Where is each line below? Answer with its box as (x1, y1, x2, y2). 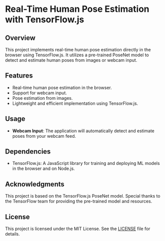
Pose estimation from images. (12, 95, 73, 101)
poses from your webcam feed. (12, 133, 76, 139)
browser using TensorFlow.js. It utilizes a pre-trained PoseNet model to (5, 52, 149, 58)
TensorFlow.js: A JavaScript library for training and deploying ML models (12, 161, 160, 166)
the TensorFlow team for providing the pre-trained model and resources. (5, 199, 153, 204)
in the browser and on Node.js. (12, 165, 75, 171)
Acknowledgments (5, 180, 65, 188)
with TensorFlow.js (5, 14, 85, 25)
